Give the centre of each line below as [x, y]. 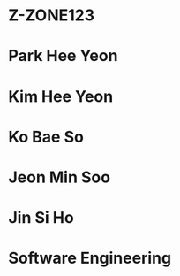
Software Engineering [90, 258]
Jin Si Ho [41, 218]
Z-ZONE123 [52, 15]
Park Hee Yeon [63, 56]
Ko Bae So [46, 137]
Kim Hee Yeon [61, 96]
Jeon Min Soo [60, 177]
